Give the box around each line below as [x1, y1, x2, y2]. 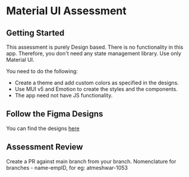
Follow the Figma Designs [6, 109, 103, 119]
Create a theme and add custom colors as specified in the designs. [14, 79, 179, 86]
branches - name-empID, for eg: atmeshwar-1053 [6, 164, 128, 171]
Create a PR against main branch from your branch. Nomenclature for [6, 157, 177, 165]
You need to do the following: [6, 68, 78, 75]
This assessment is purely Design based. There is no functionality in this [6, 43, 184, 50]
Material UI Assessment [6, 4, 127, 18]
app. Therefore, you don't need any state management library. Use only [6, 50, 181, 57]
